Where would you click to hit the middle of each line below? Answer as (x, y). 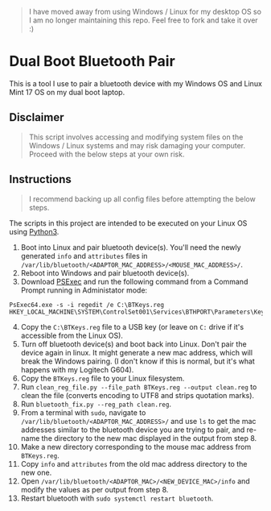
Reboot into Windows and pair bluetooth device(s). (105, 272)
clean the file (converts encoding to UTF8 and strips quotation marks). (138, 395)
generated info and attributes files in (84, 255)
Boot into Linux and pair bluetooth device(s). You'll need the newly (131, 247)
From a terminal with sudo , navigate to (83, 412)
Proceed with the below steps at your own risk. (107, 154)
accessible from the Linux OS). (72, 335)
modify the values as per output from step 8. (94, 489)
